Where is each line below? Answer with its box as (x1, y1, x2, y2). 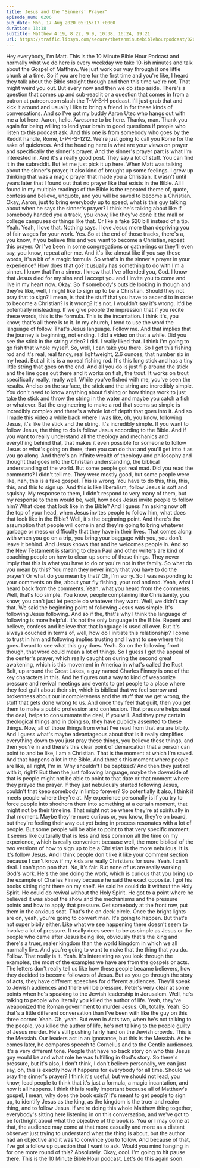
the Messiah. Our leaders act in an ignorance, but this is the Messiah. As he (6, 1035, 192, 1042)
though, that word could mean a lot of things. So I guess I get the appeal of (6, 648, 190, 655)
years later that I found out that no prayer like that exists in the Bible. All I (6, 179, 184, 187)
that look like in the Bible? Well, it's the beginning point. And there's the (6, 515, 180, 522)
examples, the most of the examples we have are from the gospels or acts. (6, 959, 189, 966)
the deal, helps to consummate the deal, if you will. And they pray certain (6, 712, 186, 718)
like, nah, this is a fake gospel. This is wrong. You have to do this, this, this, (6, 478, 189, 484)
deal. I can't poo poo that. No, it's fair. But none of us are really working (6, 864, 182, 870)
